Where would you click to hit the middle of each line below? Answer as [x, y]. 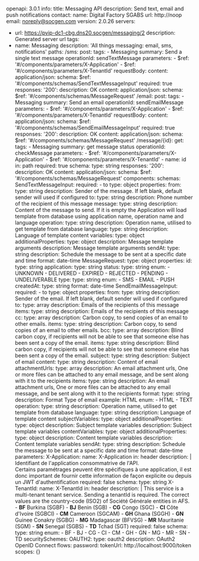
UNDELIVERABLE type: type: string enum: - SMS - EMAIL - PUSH [95, 280]
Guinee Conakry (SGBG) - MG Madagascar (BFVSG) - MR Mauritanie [99, 520]
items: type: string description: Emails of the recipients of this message [102, 311]
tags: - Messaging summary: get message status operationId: [90, 147]
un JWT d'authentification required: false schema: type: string [91, 482]
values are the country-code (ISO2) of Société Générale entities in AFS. [102, 501]
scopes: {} [27, 551]
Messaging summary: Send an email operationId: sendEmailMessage [99, 102]
